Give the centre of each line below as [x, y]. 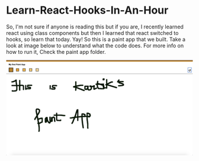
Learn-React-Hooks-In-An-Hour [87, 10]
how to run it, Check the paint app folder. [56, 51]
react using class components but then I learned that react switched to [92, 33]
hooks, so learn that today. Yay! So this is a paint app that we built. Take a [96, 39]
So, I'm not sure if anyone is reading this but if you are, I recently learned [95, 27]
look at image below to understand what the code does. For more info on [95, 46]
